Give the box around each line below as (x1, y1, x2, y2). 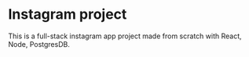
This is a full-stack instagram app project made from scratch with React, (8, 31, 242, 41)
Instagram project (8, 5, 127, 23)
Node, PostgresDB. (8, 39, 71, 48)
